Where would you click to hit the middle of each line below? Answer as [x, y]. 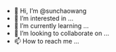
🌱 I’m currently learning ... [51, 26]
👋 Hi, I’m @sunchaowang [50, 11]
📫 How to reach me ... [46, 41]
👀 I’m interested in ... [44, 18]
